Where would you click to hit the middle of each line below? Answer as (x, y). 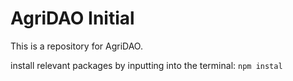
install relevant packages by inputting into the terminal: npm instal (146, 65)
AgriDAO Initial (72, 18)
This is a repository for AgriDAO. (76, 46)
